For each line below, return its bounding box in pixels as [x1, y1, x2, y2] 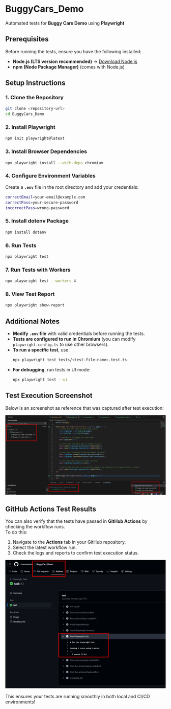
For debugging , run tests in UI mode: [12, 366, 91, 372]
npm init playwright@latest [5, 136, 65, 141]
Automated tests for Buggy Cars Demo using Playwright [5, 20, 125, 26]
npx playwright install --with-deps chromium [5, 160, 103, 165]
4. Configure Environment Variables [5, 172, 96, 180]
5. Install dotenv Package [5, 217, 69, 225]
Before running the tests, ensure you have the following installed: [5, 48, 141, 54]
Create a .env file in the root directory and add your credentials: [5, 184, 139, 190]
